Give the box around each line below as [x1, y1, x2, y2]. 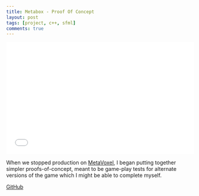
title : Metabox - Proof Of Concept [6, 8, 95, 15]
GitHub [6, 183, 24, 191]
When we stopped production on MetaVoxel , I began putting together [6, 159, 176, 166]
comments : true [6, 25, 44, 32]
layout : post [6, 14, 39, 20]
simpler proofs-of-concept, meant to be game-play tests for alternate [6, 166, 177, 173]
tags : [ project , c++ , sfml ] [6, 20, 76, 26]
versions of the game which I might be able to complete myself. [6, 171, 162, 179]
